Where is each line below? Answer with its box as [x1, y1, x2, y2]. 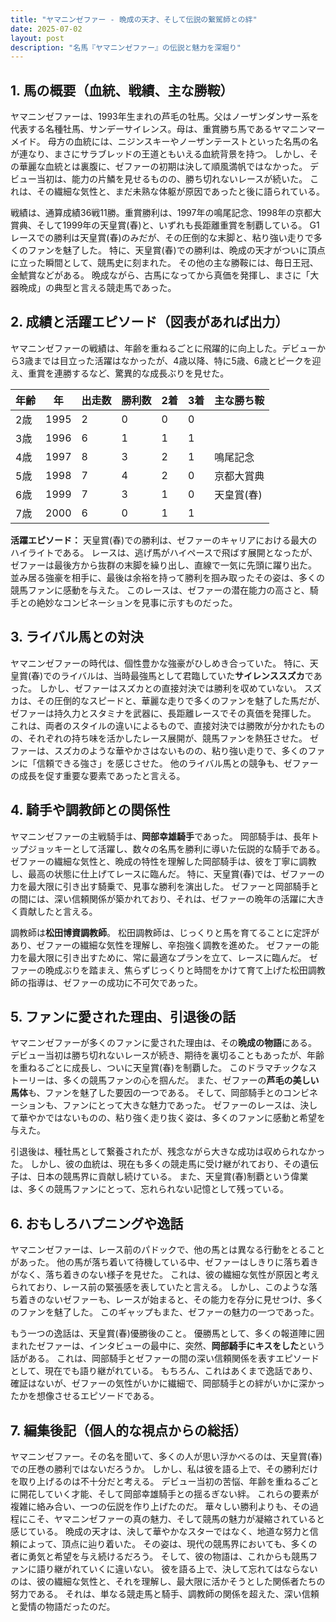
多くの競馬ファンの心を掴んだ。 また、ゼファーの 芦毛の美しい [62, 1074, 320, 1086]
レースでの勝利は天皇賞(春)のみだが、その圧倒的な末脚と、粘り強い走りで [10, 232, 314, 244]
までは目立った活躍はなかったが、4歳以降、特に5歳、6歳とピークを [33, 354, 313, 366]
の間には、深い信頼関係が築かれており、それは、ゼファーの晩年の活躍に [10, 892, 308, 905]
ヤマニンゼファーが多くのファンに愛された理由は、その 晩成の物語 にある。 [10, 1037, 317, 1049]
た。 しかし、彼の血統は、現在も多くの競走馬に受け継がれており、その [10, 1158, 302, 1170]
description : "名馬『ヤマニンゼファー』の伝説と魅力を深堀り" [10, 42, 242, 53]
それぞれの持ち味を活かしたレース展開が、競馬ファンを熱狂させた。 [27, 732, 308, 744]
